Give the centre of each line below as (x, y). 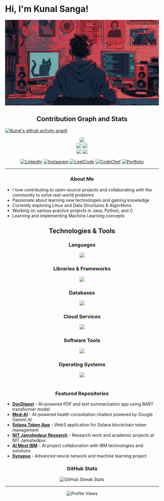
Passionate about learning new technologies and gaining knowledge (81, 200)
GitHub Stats (82, 469)
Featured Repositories (82, 393)
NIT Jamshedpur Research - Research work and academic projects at (83, 435)
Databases (82, 292)
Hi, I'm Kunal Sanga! (47, 9)
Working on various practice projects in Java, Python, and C (72, 210)
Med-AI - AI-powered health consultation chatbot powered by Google (82, 415)
